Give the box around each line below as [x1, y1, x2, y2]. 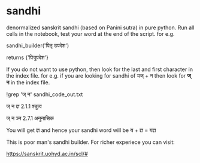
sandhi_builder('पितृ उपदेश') [6, 42, 69, 49]
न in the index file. [6, 79, 50, 86]
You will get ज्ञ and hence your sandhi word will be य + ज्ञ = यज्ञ [6, 127, 156, 134]
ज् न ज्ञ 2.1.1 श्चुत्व [6, 103, 42, 110]
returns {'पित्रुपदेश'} [6, 54, 49, 61]
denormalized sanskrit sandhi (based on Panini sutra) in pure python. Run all [6, 24, 195, 31]
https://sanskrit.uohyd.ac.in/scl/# [6, 150, 88, 157]
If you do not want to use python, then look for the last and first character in [6, 66, 193, 73]
